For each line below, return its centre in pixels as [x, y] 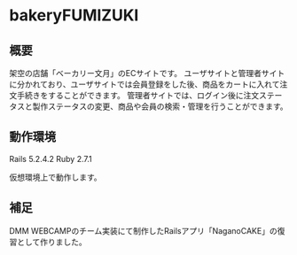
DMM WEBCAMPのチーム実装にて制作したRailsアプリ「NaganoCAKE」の [143, 230]
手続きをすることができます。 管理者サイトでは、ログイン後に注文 [138, 95]
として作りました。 [51, 242]
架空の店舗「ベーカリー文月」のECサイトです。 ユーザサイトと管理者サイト [147, 73]
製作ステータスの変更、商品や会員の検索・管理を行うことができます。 [160, 106]
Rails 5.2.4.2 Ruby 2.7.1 [51, 158]
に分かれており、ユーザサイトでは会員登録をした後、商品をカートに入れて [145, 84]
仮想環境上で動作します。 [55, 177]
